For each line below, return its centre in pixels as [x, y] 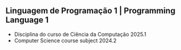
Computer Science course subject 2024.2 [65, 40]
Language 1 [27, 20]
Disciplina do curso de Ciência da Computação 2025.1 [80, 34]
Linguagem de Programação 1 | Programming [90, 11]
